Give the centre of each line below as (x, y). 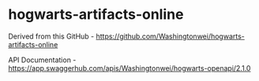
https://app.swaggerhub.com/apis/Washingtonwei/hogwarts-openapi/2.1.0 (129, 68)
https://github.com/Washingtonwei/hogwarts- (170, 36)
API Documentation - (42, 60)
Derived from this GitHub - (51, 36)
